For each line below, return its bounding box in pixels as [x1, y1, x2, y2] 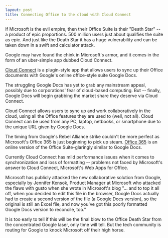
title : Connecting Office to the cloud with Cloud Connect [5, 12, 131, 17]
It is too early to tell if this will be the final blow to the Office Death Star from [5, 216, 162, 222]
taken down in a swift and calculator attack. [5, 42, 95, 48]
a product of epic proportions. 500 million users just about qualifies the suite [5, 31, 163, 37]
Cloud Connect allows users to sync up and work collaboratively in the [5, 108, 151, 114]
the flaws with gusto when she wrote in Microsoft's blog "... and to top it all [5, 185, 159, 191]
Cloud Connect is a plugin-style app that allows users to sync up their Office [5, 66, 163, 73]
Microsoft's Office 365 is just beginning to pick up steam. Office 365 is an [5, 139, 158, 145]
